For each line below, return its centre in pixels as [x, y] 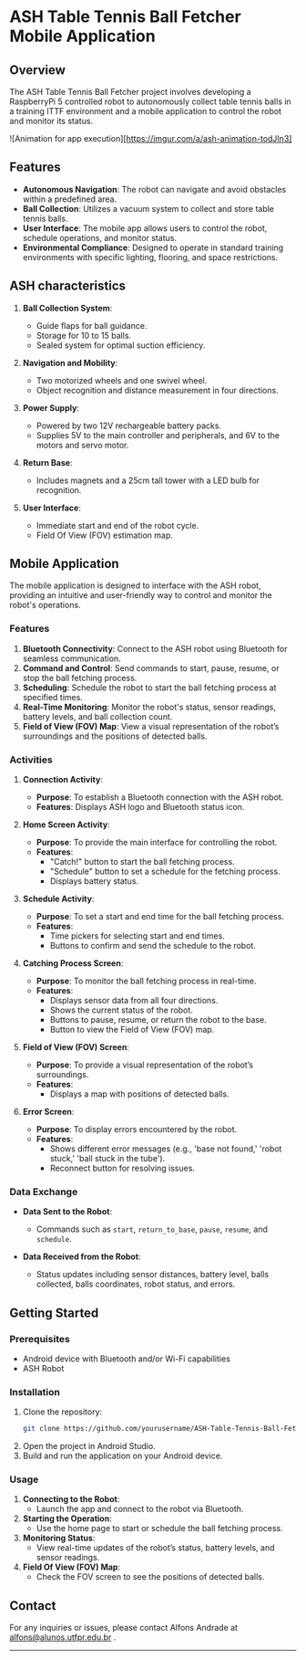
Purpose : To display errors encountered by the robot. [137, 1129]
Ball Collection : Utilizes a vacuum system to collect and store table [148, 208]
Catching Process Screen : [73, 963]
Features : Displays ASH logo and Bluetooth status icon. [140, 807]
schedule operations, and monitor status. [100, 237]
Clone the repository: [62, 1412]
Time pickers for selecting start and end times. [137, 936]
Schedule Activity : [58, 899]
